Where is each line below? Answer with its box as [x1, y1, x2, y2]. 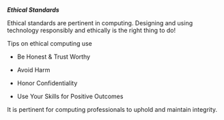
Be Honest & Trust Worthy [16, 52, 91, 61]
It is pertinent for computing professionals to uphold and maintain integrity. [7, 106, 218, 113]
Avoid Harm [16, 66, 51, 74]
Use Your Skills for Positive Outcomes [16, 92, 124, 100]
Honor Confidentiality [16, 79, 78, 87]
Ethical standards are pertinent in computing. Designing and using [7, 19, 193, 27]
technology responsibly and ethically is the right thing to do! [7, 27, 176, 34]
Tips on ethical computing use [7, 40, 92, 47]
